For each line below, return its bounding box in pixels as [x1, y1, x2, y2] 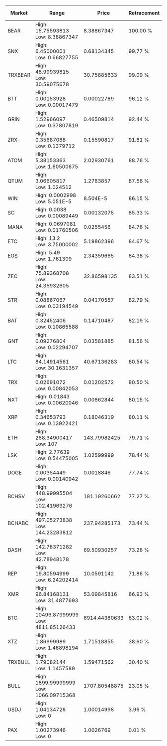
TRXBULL [7, 659, 31, 665]
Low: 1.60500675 [35, 163, 79, 170]
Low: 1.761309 [35, 255, 72, 262]
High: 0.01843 [35, 393, 70, 400]
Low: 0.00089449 [35, 212, 79, 219]
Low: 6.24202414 [35, 576, 79, 583]
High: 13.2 [35, 235, 61, 241]
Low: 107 [35, 441, 58, 447]
